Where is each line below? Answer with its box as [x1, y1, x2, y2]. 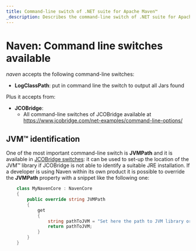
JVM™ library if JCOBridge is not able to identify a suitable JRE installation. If [6, 162, 190, 169]
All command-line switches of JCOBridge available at [23, 111, 152, 118]
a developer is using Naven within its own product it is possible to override [6, 168, 185, 175]
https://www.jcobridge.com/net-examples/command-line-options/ [23, 117, 183, 124]
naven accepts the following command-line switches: [6, 71, 135, 78]
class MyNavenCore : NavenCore [16, 186, 93, 191]
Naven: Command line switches [6, 39, 163, 53]
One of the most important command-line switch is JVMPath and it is [6, 149, 173, 156]
